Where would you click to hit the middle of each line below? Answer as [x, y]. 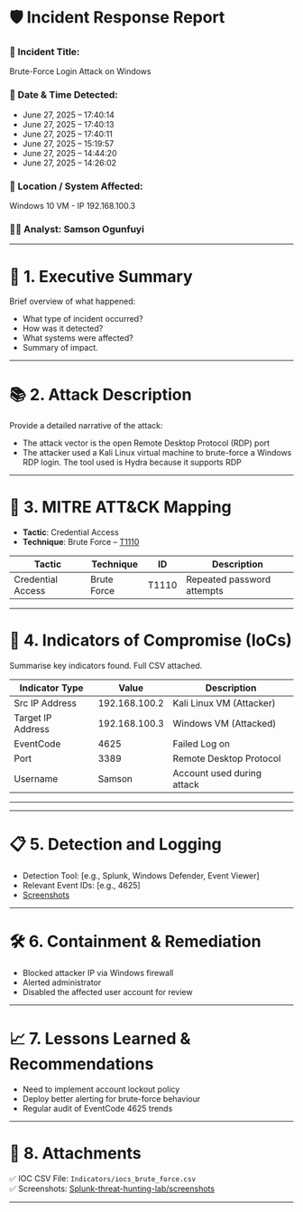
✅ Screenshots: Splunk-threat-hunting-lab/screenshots [112, 1189]
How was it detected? [63, 329]
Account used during [217, 774]
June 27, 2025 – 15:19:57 [68, 143]
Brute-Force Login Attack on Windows [80, 71]
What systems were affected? [78, 338]
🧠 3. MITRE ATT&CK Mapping [120, 507]
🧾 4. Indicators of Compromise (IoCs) [151, 640]
